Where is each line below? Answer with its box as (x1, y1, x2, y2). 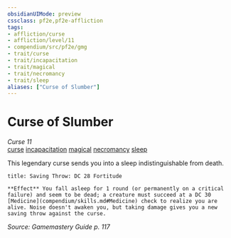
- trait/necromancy (7, 70, 65, 77)
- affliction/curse (7, 30, 65, 38)
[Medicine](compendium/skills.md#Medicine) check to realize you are (7, 197, 218, 205)
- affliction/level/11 (7, 37, 75, 44)
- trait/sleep (7, 76, 50, 84)
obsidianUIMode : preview (7, 10, 81, 18)
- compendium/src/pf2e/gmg (7, 43, 87, 51)
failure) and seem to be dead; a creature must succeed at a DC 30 (7, 192, 212, 199)
